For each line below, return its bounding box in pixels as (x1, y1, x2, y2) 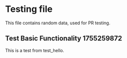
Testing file (5, 3, 53, 15)
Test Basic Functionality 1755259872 (5, 34, 123, 43)
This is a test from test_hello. (5, 47, 64, 53)
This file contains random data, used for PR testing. (5, 20, 111, 26)
